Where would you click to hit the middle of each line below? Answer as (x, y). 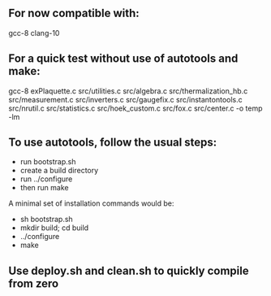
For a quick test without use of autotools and (123, 59)
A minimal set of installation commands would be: (91, 203)
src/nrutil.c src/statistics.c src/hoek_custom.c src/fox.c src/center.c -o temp (135, 108)
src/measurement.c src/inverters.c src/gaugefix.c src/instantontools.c (126, 99)
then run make (44, 188)
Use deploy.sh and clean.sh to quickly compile (129, 270)
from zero (34, 283)
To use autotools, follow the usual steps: (113, 143)
